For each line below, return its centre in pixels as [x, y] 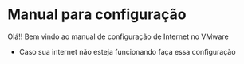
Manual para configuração [97, 15]
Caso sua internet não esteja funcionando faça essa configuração [127, 51]
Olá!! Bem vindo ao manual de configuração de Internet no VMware [118, 36]
